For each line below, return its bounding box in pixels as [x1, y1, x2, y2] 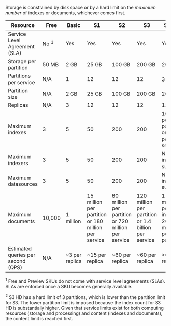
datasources [8, 181, 38, 187]
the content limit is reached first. [5, 316, 73, 322]
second [8, 258, 26, 264]
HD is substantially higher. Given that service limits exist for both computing [5, 305, 164, 311]
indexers [8, 160, 29, 167]
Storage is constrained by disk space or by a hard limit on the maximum [5, 5, 156, 10]
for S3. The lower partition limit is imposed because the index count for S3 [5, 300, 161, 306]
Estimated [8, 245, 32, 252]
